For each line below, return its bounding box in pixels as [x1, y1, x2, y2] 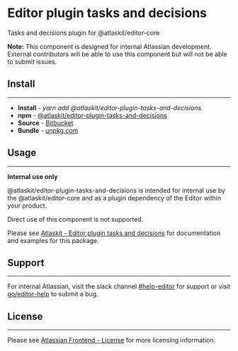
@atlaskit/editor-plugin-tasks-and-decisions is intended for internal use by [7, 186, 225, 195]
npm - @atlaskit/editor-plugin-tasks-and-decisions [17, 111, 168, 119]
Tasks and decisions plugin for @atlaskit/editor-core [7, 28, 160, 37]
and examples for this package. [7, 236, 99, 244]
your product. [7, 201, 47, 210]
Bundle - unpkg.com [17, 126, 79, 134]
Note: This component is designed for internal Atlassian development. [7, 42, 212, 50]
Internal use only [7, 172, 58, 180]
